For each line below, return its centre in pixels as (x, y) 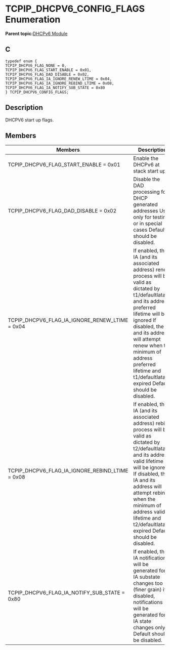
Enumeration (33, 19)
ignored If (145, 320)
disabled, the (149, 327)
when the (144, 499)
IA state (142, 621)
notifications (148, 602)
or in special (148, 224)
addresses (146, 211)
